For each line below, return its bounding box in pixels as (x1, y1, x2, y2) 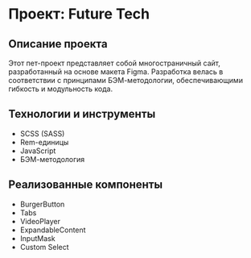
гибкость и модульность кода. (8, 84, 113, 94)
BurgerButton (19, 199, 65, 209)
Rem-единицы (19, 137, 69, 147)
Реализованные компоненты (8, 178, 163, 192)
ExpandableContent (19, 225, 86, 235)
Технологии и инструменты (8, 107, 156, 121)
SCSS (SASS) (19, 128, 65, 138)
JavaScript (19, 146, 56, 156)
